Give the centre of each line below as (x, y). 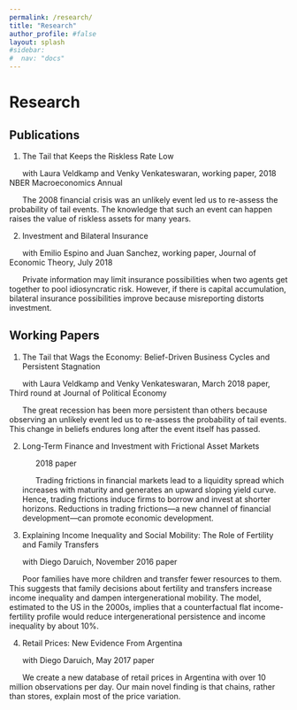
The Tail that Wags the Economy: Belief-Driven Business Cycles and (146, 357)
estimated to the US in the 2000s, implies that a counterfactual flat (130, 606)
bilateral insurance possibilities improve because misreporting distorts (137, 298)
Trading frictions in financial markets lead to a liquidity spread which (160, 480)
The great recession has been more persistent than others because (145, 410)
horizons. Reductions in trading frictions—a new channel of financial (146, 508)
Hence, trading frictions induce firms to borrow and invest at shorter (146, 499)
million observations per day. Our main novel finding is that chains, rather (142, 686)
